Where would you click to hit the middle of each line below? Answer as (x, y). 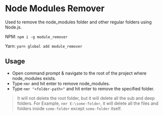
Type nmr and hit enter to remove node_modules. (61, 83)
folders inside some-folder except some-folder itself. (69, 108)
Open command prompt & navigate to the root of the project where (79, 73)
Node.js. (13, 27)
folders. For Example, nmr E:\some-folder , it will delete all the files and (88, 103)
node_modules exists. (34, 78)
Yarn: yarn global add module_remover (44, 46)
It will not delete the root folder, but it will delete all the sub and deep (86, 98)
